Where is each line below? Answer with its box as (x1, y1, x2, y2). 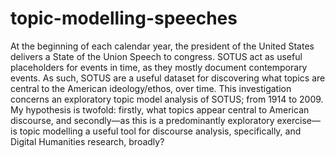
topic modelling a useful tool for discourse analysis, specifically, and (19, 125, 302, 137)
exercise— (276, 114, 321, 126)
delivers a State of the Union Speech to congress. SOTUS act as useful (10, 50, 303, 62)
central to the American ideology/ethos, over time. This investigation (10, 82, 292, 94)
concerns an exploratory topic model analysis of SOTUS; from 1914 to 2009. (10, 93, 324, 105)
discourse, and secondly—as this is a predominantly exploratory (10, 114, 275, 126)
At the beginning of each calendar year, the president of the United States (10, 40, 315, 52)
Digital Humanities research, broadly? (10, 135, 165, 147)
